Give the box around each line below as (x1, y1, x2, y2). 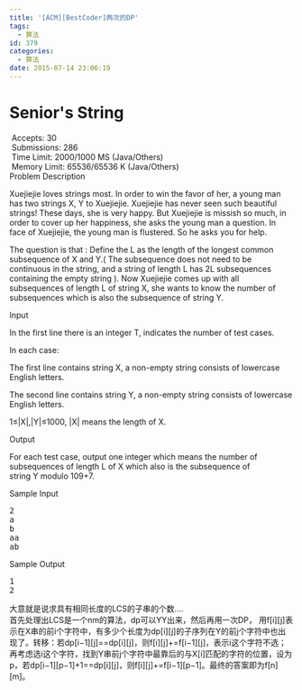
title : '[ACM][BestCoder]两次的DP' (9, 13, 139, 23)
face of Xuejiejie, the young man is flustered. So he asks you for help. (9, 227, 268, 238)
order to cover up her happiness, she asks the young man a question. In (9, 217, 277, 228)
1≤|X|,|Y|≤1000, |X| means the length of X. (9, 416, 167, 427)
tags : (9, 22, 30, 31)
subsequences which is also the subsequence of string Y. (9, 292, 224, 303)
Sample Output (9, 558, 66, 569)
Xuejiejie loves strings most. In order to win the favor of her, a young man (9, 188, 281, 199)
